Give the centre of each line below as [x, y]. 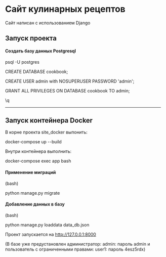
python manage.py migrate [33, 193]
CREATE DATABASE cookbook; [37, 71]
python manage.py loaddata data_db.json [47, 225]
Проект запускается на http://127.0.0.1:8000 [51, 234]
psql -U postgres [22, 62]
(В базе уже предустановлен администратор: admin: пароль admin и [78, 244]
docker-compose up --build [33, 142]
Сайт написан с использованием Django [48, 23]
